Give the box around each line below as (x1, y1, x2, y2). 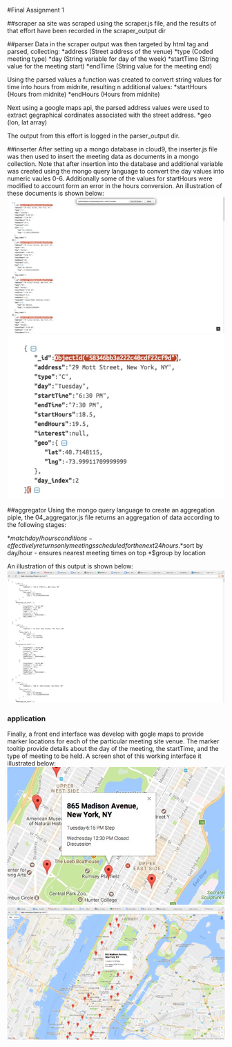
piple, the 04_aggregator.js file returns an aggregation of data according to (7, 513, 220, 521)
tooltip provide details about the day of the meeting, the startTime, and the (7, 744, 219, 752)
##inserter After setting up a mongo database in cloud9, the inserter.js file (7, 145, 217, 153)
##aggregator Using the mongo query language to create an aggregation (7, 506, 215, 514)
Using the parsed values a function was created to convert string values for (7, 75, 222, 84)
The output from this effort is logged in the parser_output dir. (7, 131, 180, 140)
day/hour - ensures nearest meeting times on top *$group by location (7, 548, 206, 557)
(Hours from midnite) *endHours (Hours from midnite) (7, 90, 160, 98)
